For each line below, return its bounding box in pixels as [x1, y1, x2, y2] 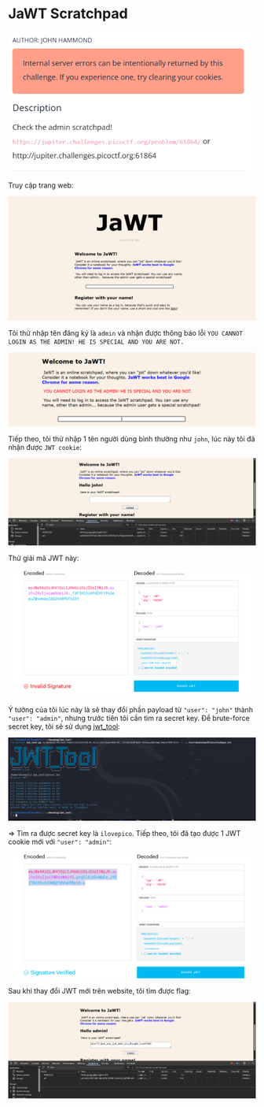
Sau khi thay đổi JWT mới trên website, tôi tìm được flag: [8, 986, 191, 995]
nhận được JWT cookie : [8, 443, 82, 452]
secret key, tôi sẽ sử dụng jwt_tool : [8, 722, 120, 731]
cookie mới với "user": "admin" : [8, 837, 112, 846]
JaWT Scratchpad [8, 5, 128, 23]
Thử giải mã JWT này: [8, 553, 79, 563]
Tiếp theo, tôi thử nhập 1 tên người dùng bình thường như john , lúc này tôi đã [8, 434, 255, 444]
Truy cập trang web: [8, 180, 74, 190]
